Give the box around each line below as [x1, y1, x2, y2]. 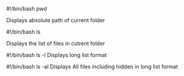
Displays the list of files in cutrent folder [6, 40, 106, 47]
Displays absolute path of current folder [6, 17, 106, 23]
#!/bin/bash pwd [6, 5, 47, 12]
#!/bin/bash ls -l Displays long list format [6, 51, 107, 59]
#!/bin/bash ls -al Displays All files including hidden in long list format [6, 63, 178, 70]
